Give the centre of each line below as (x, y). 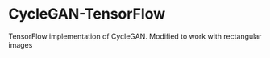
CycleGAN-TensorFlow (87, 14)
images (21, 44)
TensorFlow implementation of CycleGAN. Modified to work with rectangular (135, 36)
